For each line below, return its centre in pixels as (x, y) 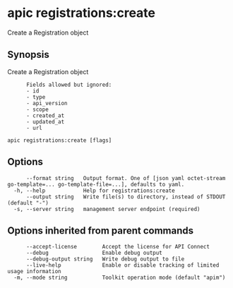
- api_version (47, 103)
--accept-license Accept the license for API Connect (118, 247)
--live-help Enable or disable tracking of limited (123, 265)
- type (36, 97)
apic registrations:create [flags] (60, 140)
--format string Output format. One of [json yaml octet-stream (126, 178)
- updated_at (45, 121)
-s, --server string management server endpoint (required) (107, 209)
